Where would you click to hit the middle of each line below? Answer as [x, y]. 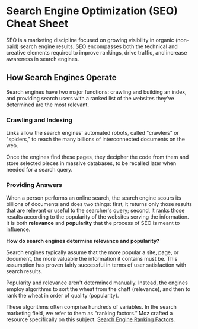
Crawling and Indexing [39, 120]
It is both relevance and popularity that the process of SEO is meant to [93, 223]
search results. [24, 271]
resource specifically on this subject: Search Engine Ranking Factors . [91, 319]
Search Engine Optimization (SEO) [92, 11]
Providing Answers [34, 185]
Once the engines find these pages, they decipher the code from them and [98, 157]
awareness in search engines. [43, 59]
